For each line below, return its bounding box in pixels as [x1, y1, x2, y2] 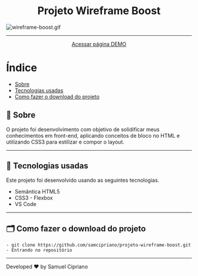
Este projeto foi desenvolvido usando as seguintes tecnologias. [6, 177, 160, 184]
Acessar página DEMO [71, 40, 127, 48]
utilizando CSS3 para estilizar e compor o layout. [6, 138, 125, 145]
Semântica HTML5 [14, 188, 60, 195]
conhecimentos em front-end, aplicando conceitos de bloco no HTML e [6, 132, 180, 139]
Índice [6, 61, 37, 75]
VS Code [14, 200, 37, 207]
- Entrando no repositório [6, 247, 72, 254]
